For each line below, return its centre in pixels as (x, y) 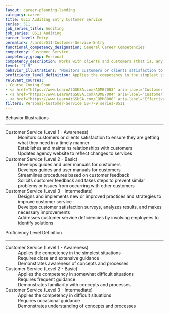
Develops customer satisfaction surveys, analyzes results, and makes (90, 207)
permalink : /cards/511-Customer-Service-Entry (55, 43)
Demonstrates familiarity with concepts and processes (74, 285)
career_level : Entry (27, 38)
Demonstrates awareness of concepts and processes (73, 263)
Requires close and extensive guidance (58, 258)
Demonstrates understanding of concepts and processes (77, 306)
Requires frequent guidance (47, 279)
